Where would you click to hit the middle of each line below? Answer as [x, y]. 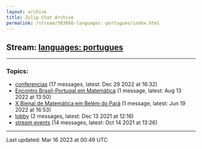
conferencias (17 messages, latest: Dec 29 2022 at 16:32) [86, 84]
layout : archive [26, 12]
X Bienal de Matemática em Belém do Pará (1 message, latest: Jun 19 [100, 103]
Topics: [17, 71]
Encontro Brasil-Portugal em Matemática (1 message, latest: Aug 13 [98, 91]
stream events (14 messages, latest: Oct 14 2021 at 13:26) [86, 123]
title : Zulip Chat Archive [40, 17]
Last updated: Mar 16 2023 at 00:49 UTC [57, 140]
